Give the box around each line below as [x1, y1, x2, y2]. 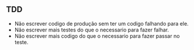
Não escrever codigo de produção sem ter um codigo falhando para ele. [14, 20, 189, 27]
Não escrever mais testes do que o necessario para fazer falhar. [14, 26, 169, 33]
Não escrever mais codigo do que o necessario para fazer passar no [14, 32, 180, 40]
